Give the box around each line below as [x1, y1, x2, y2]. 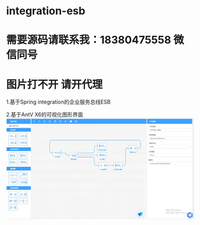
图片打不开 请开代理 [6, 77, 103, 91]
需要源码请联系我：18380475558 [6, 33, 171, 47]
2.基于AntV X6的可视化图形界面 [6, 111, 83, 118]
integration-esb [6, 4, 86, 18]
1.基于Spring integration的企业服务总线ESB [6, 98, 111, 105]
